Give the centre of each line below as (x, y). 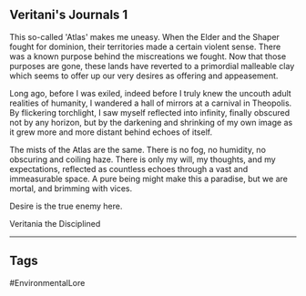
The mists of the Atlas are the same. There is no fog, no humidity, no (138, 149)
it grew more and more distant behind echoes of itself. (111, 132)
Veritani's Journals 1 (69, 15)
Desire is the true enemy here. (66, 206)
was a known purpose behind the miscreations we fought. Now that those (148, 56)
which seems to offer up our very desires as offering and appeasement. (144, 76)
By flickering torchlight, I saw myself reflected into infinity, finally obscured (149, 112)
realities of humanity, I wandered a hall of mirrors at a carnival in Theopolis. (151, 103)
